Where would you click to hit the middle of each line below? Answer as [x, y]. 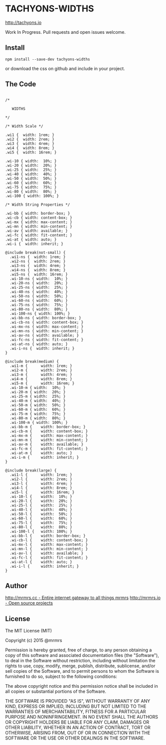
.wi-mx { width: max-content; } [39, 222]
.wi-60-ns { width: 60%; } [39, 300]
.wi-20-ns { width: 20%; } [39, 283]
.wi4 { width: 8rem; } [30, 148]
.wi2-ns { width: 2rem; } [38, 261]
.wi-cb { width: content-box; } [39, 218]
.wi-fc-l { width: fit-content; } [49, 558]
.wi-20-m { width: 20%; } [38, 392]
